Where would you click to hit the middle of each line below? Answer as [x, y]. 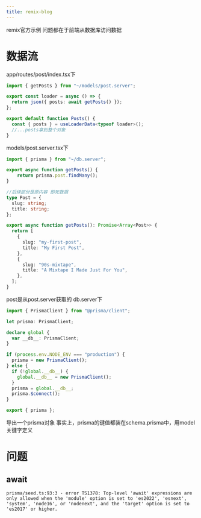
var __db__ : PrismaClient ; [45, 338]
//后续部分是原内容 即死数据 [37, 192]
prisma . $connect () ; [36, 394]
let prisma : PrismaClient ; [40, 321]
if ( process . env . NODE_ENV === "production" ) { [66, 355]
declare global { [28, 332]
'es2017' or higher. [32, 509]
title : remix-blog [29, 12]
